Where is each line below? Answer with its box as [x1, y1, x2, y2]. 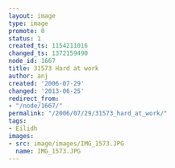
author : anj [8, 72, 48, 80]
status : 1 [8, 34, 42, 43]
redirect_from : [8, 94, 60, 103]
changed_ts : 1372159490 [8, 49, 89, 57]
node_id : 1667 [8, 57, 56, 65]
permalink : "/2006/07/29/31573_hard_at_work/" [8, 110, 168, 118]
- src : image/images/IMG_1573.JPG [8, 139, 125, 148]
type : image [8, 19, 48, 27]
